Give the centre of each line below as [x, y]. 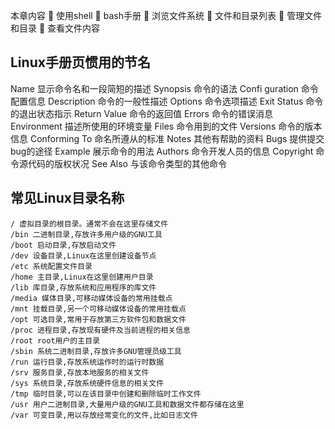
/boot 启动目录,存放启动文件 [63, 245]
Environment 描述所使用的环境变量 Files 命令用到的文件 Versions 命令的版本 [166, 126]
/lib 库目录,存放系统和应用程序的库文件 [83, 287]
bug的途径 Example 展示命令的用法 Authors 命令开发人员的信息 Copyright [162, 151]
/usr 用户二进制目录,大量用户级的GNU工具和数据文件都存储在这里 [127, 404]
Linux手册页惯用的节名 [80, 62]
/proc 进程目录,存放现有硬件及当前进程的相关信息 [100, 330]
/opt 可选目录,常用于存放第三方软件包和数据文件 [98, 319]
